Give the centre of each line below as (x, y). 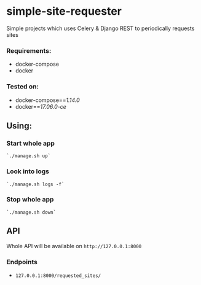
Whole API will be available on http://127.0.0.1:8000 (74, 246)
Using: (19, 126)
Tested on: (22, 87)
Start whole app (31, 143)
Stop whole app (30, 200)
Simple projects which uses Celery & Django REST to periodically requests (100, 28)
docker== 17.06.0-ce (41, 106)
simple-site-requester (64, 11)
